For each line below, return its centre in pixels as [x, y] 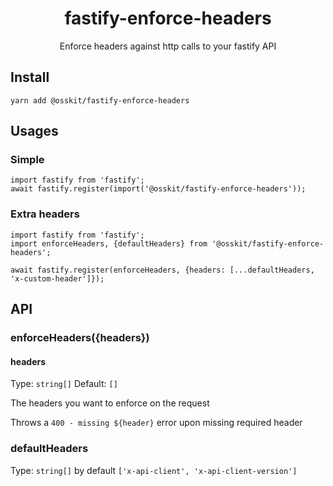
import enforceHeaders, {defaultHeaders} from [109, 243]
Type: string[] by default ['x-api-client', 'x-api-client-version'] [154, 470]
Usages [34, 131]
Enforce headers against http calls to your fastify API [168, 46]
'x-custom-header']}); [57, 278]
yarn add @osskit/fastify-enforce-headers [100, 100]
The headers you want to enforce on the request [110, 403]
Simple [27, 160]
